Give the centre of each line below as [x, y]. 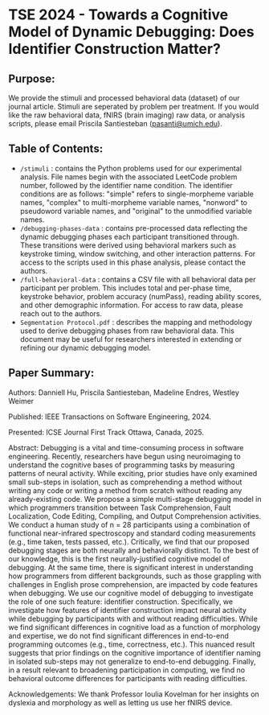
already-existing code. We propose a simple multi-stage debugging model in [135, 499]
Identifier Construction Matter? [114, 49]
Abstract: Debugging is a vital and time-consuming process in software [126, 447]
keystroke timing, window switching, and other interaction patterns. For [138, 253]
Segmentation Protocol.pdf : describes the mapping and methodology [136, 322]
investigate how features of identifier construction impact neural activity [127, 610]
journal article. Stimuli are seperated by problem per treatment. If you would [134, 107]
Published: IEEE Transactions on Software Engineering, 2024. [110, 417]
